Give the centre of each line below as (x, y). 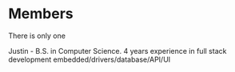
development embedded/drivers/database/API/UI (90, 59)
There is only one (37, 36)
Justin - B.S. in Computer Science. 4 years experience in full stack (117, 51)
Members (41, 14)
